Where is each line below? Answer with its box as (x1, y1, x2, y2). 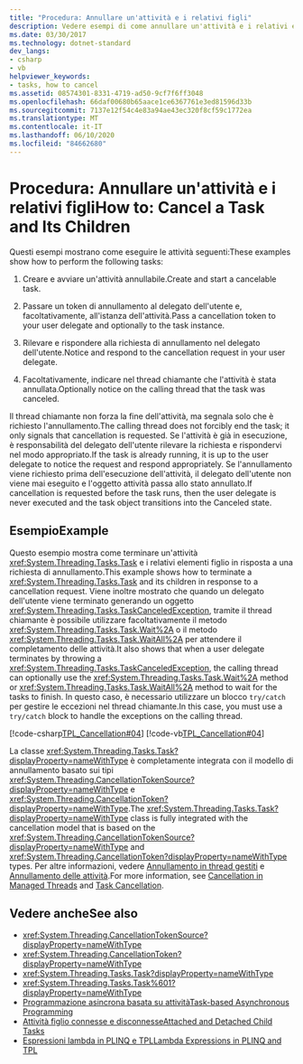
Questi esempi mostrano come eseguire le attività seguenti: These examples (9, 246, 291, 257)
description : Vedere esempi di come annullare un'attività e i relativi (9, 22, 289, 31)
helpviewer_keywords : (9, 72, 91, 81)
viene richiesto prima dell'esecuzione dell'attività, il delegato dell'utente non (9, 468, 291, 479)
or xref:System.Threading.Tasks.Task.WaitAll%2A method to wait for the (9, 681, 278, 692)
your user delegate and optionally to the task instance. (22, 320, 225, 331)
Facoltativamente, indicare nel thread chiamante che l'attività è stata (22, 374, 277, 385)
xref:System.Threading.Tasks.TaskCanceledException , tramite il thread (9, 604, 272, 615)
